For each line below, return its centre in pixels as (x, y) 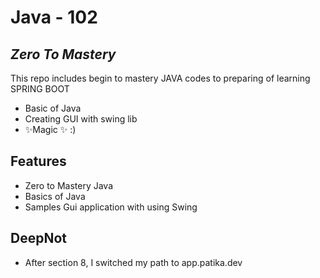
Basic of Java (53, 108)
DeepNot (38, 238)
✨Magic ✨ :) (50, 129)
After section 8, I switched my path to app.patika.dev (133, 262)
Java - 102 (54, 17)
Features (38, 161)
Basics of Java (55, 196)
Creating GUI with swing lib (81, 119)
